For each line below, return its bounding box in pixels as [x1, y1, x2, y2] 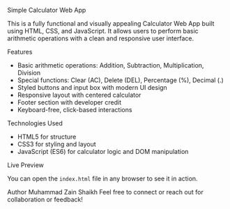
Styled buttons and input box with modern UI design [17, 84, 167, 91]
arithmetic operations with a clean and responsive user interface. [7, 34, 194, 42]
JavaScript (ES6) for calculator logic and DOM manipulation [17, 148, 189, 155]
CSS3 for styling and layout [17, 140, 96, 148]
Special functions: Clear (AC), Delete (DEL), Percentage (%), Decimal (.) [17, 76, 224, 84]
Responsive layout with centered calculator [17, 91, 141, 99]
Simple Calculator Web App [7, 6, 86, 14]
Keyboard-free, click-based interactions [17, 106, 132, 114]
